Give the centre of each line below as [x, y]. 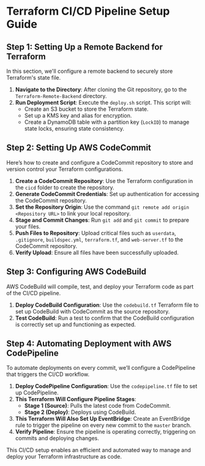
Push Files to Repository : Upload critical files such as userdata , [95, 233]
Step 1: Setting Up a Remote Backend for [85, 47]
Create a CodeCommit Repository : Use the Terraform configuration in [104, 181]
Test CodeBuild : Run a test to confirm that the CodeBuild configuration [105, 318]
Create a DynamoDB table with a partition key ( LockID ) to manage [107, 122]
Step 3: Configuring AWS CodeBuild [76, 272]
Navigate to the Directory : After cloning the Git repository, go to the [101, 89]
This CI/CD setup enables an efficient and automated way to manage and [99, 450]
